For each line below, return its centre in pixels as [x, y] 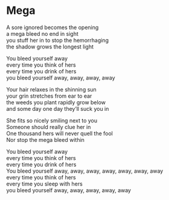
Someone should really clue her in [49, 127]
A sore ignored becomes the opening [53, 27]
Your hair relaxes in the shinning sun [51, 89]
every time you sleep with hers [44, 184]
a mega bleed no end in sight [42, 33]
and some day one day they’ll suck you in [58, 108]
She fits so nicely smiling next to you [52, 120]
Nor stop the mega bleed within [45, 139]
